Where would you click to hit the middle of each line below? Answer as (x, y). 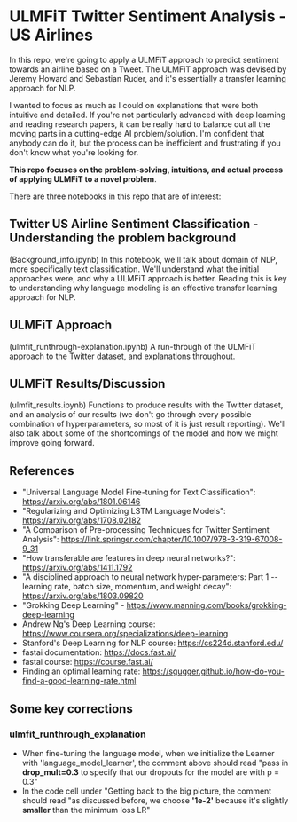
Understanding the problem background (123, 238)
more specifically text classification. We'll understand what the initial (134, 269)
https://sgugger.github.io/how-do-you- (214, 671)
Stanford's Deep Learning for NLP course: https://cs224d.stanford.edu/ (152, 643)
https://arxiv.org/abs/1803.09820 (82, 596)
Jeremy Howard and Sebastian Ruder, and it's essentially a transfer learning (148, 78)
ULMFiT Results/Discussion (87, 383)
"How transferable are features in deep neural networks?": (129, 558)
